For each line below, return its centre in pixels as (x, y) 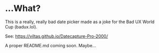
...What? (23, 8)
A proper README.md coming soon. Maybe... (51, 45)
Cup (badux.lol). (21, 26)
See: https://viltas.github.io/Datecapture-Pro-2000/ (57, 36)
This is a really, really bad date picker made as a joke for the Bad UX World (80, 22)
